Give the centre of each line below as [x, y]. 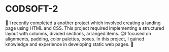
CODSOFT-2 [32, 9]
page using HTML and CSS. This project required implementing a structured [85, 28]
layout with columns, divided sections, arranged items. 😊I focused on [78, 33]
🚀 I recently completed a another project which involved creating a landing [83, 23]
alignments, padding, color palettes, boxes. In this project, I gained [75, 39]
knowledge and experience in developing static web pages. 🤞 [70, 44]
